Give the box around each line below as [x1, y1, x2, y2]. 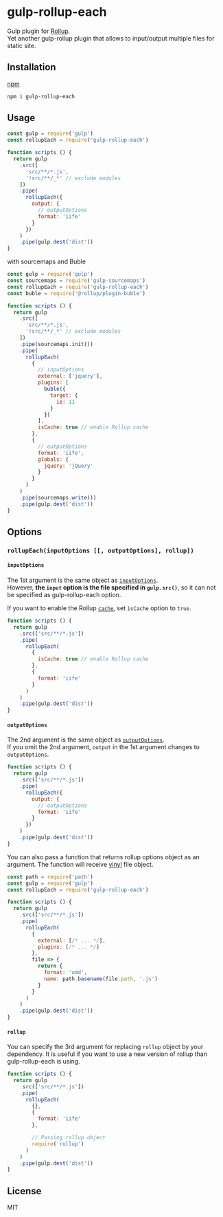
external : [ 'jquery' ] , [37, 373, 103, 380]
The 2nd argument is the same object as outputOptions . [7, 735, 165, 744]
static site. [7, 41, 36, 50]
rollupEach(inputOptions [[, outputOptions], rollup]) [7, 546, 194, 554]
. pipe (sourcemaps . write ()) [19, 494, 97, 501]
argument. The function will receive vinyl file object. [7, 860, 154, 868]
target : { [50, 391, 78, 399]
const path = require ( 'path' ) [7, 873, 94, 881]
